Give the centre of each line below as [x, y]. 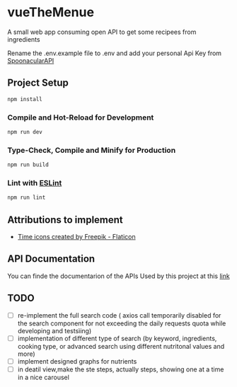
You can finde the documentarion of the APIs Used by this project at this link [118, 276]
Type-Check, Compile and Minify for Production [92, 150]
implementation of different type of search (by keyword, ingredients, [117, 338]
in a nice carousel [43, 377]
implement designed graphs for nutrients [77, 361]
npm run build [28, 165]
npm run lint [27, 198]
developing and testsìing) [54, 330]
